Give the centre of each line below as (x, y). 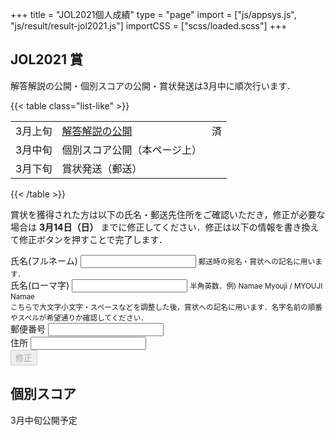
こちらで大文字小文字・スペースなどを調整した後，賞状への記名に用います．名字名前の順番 (166, 307)
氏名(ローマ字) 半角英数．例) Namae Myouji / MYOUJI (166, 285)
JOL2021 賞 (46, 59)
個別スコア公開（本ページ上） (132, 150)
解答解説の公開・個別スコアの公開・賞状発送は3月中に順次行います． (153, 85)
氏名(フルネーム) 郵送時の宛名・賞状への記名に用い (163, 260)
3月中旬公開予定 (44, 420)
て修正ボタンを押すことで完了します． (89, 239)
